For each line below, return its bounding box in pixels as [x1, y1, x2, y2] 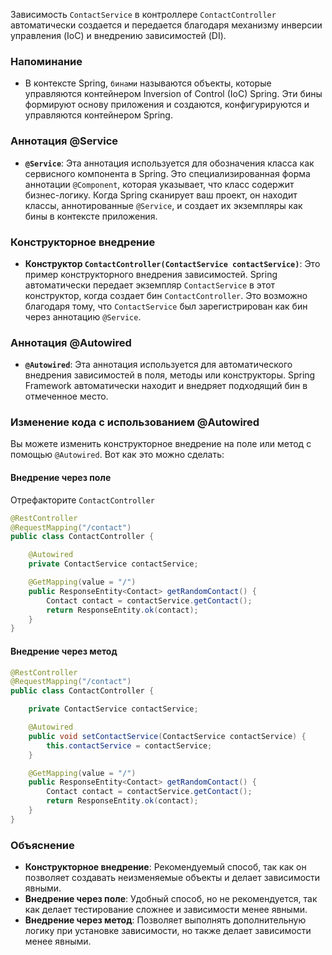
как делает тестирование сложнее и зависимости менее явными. [24, 904, 308, 916]
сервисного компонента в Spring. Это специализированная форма [24, 167, 311, 179]
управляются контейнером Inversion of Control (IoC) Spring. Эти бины [24, 88, 323, 100]
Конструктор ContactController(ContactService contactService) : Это [24, 257, 321, 269]
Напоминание [10, 54, 83, 68]
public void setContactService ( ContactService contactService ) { [28, 731, 307, 741]
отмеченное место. [24, 390, 109, 403]
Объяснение [10, 838, 75, 852]
